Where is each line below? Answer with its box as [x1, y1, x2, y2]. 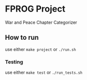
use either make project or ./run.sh [5, 46, 76, 52]
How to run [5, 33, 39, 42]
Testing [5, 58, 23, 65]
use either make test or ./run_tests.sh [5, 69, 83, 76]
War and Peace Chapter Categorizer [5, 19, 77, 25]
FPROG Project [5, 3, 66, 15]
